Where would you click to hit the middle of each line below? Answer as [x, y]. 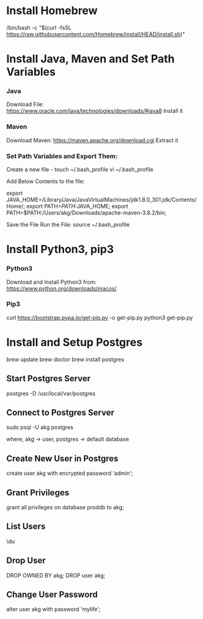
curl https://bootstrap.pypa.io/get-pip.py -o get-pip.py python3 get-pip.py [100, 317]
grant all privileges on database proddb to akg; [65, 507]
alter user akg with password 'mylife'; [54, 609]
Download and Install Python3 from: [51, 282]
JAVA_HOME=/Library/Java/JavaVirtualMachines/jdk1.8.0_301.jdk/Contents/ [102, 200]
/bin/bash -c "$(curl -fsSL [39, 28]
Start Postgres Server [48, 378]
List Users [26, 527]
